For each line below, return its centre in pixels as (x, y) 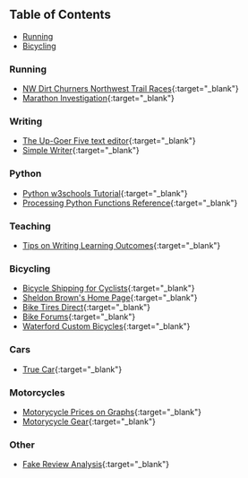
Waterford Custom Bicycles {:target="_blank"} (106, 326)
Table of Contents (60, 15)
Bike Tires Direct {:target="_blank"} (86, 308)
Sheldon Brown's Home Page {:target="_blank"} (110, 298)
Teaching (30, 226)
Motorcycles (37, 392)
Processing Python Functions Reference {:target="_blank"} (130, 203)
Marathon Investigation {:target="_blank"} (98, 99)
